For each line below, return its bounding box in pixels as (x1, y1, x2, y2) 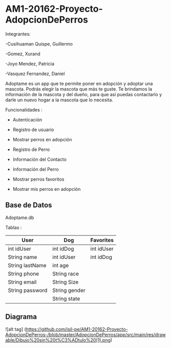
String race (52, 270, 79, 277)
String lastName (8, 262, 47, 269)
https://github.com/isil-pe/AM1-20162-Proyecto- (26, 326, 128, 332)
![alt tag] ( (5, 326, 27, 332)
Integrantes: (5, 31, 31, 37)
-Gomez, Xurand (5, 51, 41, 57)
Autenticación (12, 116, 42, 123)
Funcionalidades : (5, 106, 42, 113)
